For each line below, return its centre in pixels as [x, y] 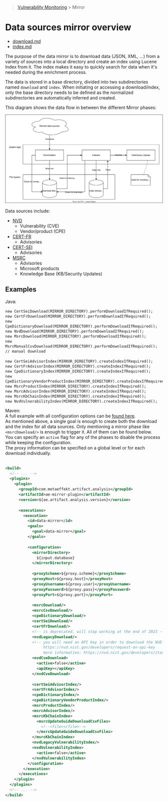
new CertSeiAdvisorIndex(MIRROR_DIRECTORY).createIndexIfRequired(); [79, 361]
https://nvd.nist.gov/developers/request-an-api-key [99, 647]
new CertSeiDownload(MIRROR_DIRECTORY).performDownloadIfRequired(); [79, 311]
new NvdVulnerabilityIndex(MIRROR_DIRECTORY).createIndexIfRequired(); [81, 401]
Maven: [13, 410]
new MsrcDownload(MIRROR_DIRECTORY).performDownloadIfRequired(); [76, 336]
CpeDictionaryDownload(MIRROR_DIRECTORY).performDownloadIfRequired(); [81, 326]
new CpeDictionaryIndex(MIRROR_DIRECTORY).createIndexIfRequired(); [78, 371]
